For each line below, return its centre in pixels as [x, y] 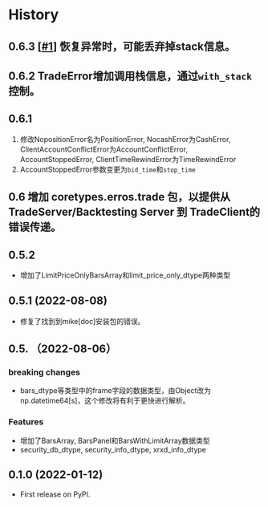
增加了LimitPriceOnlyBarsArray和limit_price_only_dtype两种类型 [125, 275]
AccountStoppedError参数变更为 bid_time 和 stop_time [108, 169]
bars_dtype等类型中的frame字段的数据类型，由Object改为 [115, 391]
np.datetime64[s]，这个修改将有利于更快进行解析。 [105, 401]
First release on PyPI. [55, 494]
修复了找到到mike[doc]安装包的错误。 [82, 321]
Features [26, 422]
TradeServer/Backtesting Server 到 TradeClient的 [134, 212]
